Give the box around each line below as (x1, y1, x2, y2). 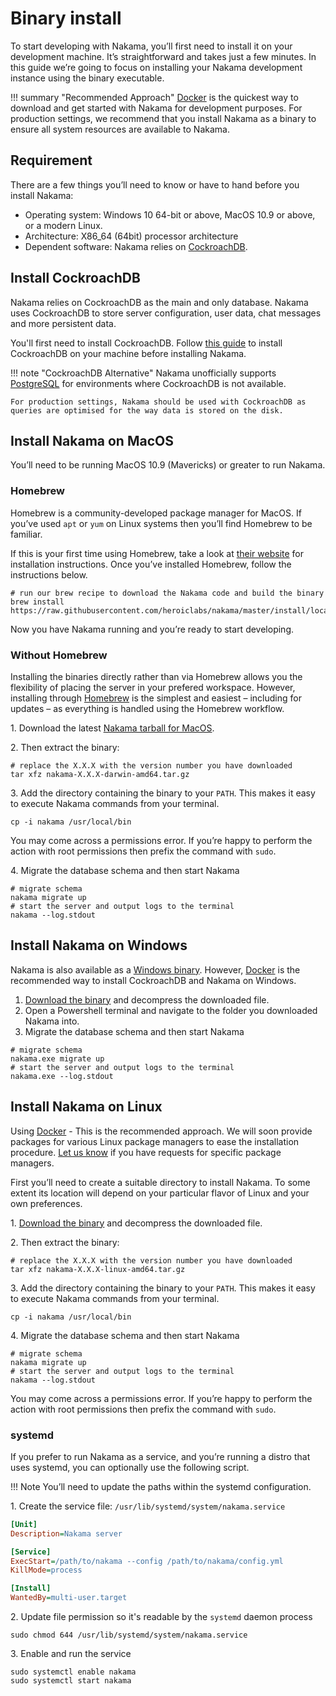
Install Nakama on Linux (10, 1098, 163, 1116)
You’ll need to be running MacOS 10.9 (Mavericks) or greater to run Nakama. (10, 459, 326, 471)
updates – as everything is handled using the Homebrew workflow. (10, 702, 285, 714)
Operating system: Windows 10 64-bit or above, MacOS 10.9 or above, (24, 208, 316, 221)
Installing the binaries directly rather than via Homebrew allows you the (10, 670, 303, 682)
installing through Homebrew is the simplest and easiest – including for (10, 692, 302, 704)
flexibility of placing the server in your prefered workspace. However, (10, 681, 296, 693)
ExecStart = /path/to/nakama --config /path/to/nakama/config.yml (10, 1556, 284, 1566)
